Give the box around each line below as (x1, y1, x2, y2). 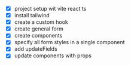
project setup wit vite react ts (14, 5, 87, 12)
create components (14, 32, 63, 39)
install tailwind (14, 12, 50, 19)
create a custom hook (14, 18, 68, 26)
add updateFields (14, 45, 57, 52)
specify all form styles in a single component (14, 39, 125, 46)
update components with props (14, 52, 92, 59)
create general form (14, 25, 64, 32)
